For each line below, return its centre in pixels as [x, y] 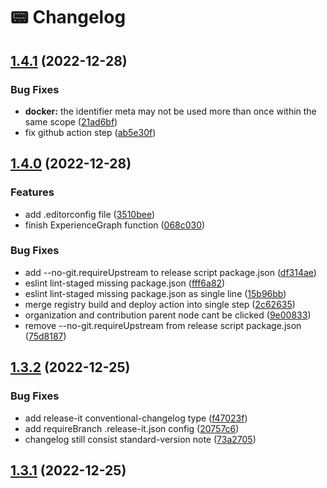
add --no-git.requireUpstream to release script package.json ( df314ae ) [170, 272]
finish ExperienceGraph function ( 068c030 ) [115, 225]
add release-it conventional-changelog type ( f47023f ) [136, 418]
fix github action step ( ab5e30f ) [90, 132]
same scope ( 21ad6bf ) [71, 121]
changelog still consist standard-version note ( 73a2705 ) [140, 439]
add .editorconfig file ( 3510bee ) [90, 214]
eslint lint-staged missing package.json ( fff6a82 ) [125, 283]
